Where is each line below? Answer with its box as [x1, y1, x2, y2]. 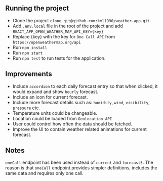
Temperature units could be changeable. [12, 110, 98, 116]
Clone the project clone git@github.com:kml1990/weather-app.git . [12, 17, 151, 23]
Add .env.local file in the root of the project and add [12, 23, 123, 29]
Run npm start [12, 50, 43, 56]
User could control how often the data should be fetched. [12, 121, 133, 127]
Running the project [5, 4, 69, 13]
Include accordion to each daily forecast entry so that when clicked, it [12, 83, 158, 89]
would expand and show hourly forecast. [12, 88, 99, 95]
